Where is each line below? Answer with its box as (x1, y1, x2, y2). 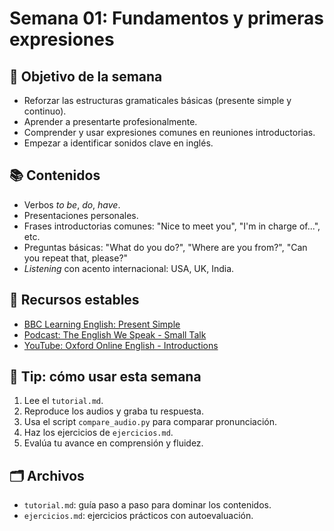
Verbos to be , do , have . (23, 198, 121, 211)
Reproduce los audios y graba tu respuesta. (23, 405, 205, 417)
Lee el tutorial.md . (23, 395, 104, 407)
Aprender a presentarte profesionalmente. (23, 116, 198, 127)
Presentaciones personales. (23, 209, 139, 221)
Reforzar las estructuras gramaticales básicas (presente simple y (23, 95, 292, 106)
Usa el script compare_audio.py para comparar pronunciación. (23, 416, 278, 428)
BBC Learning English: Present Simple (23, 318, 181, 330)
